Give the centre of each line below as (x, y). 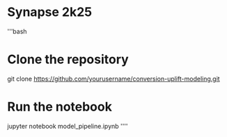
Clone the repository (68, 59)
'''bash (17, 31)
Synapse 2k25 (50, 12)
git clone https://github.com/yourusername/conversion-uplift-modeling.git (114, 79)
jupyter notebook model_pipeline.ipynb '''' (68, 126)
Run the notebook (60, 107)
